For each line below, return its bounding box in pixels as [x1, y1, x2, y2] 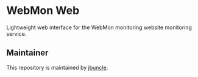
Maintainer [6, 48, 49, 58]
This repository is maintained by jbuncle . [6, 64, 108, 71]
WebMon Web [6, 4, 80, 18]
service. [6, 30, 27, 37]
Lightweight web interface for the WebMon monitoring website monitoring [6, 24, 192, 31]
